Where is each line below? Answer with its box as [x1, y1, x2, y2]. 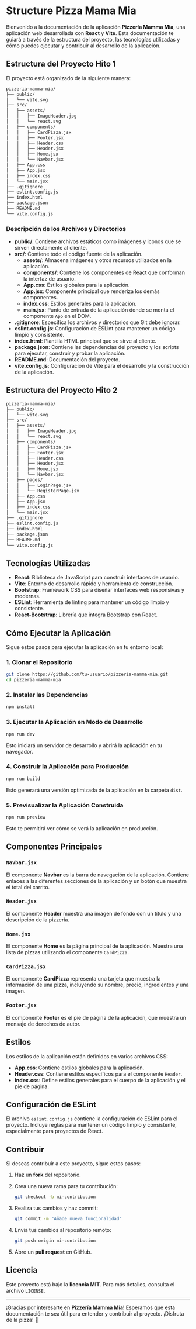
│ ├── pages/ [6, 477, 43, 483]
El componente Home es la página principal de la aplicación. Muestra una [6, 943, 183, 950]
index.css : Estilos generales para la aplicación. [23, 300, 137, 308]
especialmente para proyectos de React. [6, 1127, 103, 1135]
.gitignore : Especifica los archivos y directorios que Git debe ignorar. [14, 319, 181, 326]
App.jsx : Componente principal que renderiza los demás [23, 288, 160, 295]
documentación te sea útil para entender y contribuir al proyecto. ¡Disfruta [6, 1310, 184, 1317]
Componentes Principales [6, 842, 103, 852]
